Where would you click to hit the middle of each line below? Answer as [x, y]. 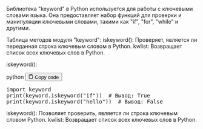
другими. [18, 28]
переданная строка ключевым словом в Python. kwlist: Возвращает [95, 46]
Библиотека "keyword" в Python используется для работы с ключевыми [100, 9]
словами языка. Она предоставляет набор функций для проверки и [94, 15]
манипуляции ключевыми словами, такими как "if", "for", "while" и [92, 21]
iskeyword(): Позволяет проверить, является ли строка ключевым [92, 113]
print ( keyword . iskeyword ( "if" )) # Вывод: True [78, 96]
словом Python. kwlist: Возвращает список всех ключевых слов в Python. [101, 120]
